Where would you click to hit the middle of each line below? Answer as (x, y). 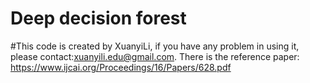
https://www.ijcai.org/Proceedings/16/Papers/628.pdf (121, 67)
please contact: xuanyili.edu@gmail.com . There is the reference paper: (155, 56)
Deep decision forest (98, 18)
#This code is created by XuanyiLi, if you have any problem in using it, (155, 46)
